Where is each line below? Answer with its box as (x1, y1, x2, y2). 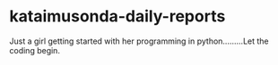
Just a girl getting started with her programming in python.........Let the (9, 36, 269, 46)
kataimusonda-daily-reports (9, 6, 226, 27)
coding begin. (9, 45, 61, 55)
